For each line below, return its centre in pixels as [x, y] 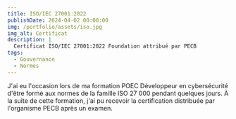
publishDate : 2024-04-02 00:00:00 [58, 20]
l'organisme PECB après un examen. [60, 108]
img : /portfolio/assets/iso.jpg [55, 27]
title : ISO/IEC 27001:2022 [47, 14]
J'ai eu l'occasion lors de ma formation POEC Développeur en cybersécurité [118, 85]
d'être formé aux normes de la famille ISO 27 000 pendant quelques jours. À [118, 93]
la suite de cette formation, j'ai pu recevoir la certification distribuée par [111, 100]
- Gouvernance [34, 59]
